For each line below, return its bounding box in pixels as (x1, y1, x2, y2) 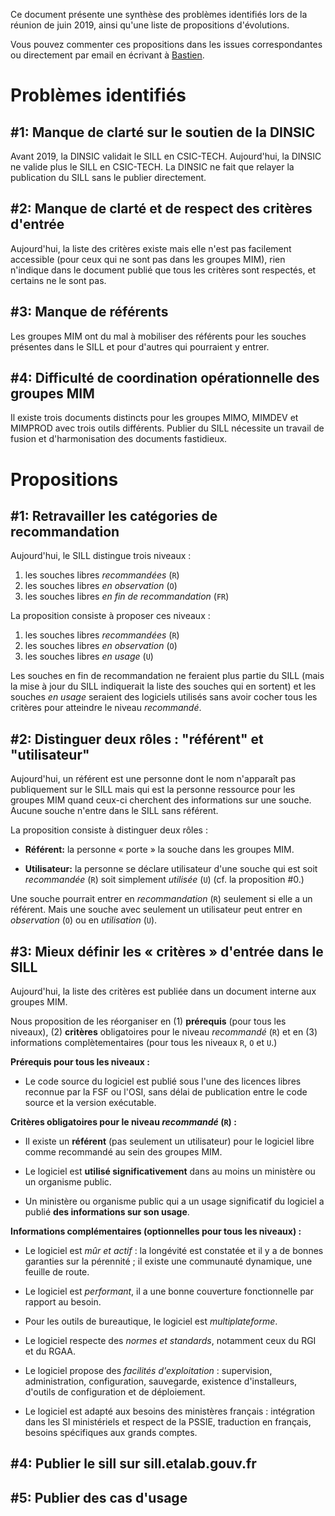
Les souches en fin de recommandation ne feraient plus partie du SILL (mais (10, 670, 325, 682)
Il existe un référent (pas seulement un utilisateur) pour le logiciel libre (24, 1135, 315, 1148)
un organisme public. (24, 1176, 112, 1188)
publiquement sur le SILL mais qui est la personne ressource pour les (10, 784, 296, 796)
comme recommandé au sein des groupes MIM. (24, 1146, 223, 1158)
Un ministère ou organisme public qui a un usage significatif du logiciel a (24, 1195, 325, 1208)
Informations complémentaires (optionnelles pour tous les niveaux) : (10, 1225, 302, 1238)
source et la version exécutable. (24, 1097, 157, 1109)
